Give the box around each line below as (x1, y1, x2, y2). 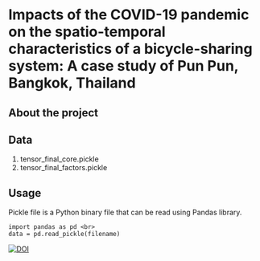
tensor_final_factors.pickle (19, 163, 108, 173)
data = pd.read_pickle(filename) (8, 230, 121, 239)
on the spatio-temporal (8, 22, 167, 41)
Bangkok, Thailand (8, 74, 136, 92)
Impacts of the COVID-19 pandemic (8, 6, 250, 24)
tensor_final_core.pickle (19, 154, 99, 164)
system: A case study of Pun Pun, (8, 57, 239, 75)
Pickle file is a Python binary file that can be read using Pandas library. (8, 207, 242, 218)
